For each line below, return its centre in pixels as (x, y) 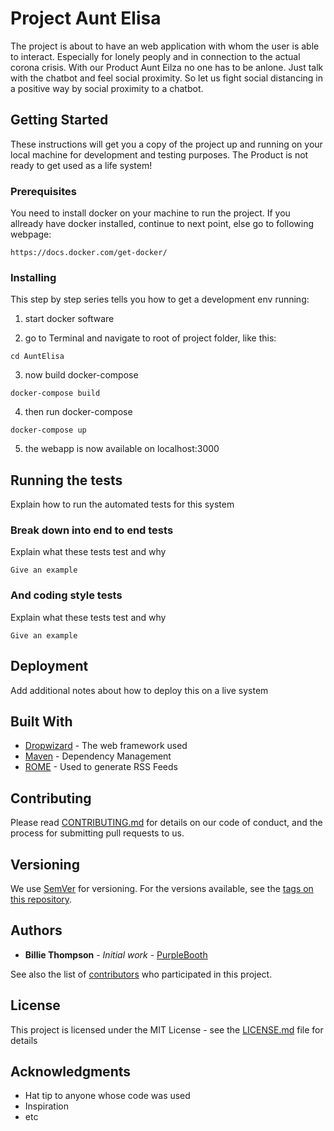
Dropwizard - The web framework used (106, 746)
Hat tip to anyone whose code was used (107, 1096)
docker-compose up (48, 430)
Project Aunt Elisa (86, 18)
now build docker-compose (81, 375)
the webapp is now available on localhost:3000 (122, 449)
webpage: (31, 234)
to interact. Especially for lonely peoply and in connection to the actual (155, 56)
